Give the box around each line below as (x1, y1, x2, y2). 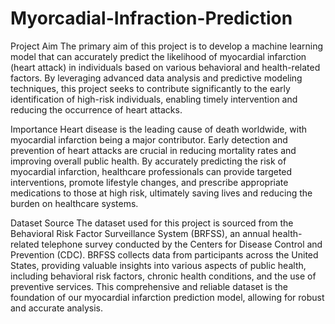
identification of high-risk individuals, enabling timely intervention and (10, 93, 298, 105)
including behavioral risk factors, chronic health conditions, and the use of (10, 270, 317, 282)
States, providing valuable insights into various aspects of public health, (10, 259, 307, 271)
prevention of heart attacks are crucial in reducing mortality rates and (10, 144, 297, 156)
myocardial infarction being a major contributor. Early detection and (10, 133, 288, 146)
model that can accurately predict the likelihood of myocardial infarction (10, 50, 307, 62)
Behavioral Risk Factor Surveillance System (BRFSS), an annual (10, 227, 271, 239)
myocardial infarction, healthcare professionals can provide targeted (10, 165, 293, 177)
